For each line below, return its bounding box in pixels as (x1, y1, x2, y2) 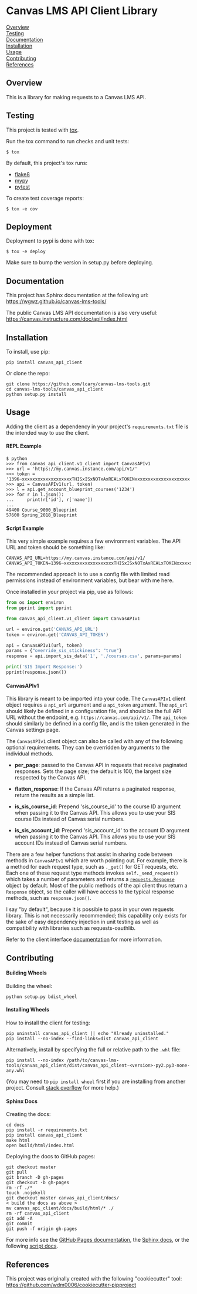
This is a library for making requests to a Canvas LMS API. (6, 93, 147, 100)
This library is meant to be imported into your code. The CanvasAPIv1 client (6, 695, 186, 703)
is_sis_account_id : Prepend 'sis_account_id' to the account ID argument (14, 827, 190, 834)
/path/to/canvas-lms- (66, 1057, 119, 1063)
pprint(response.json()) (6, 670, 67, 675)
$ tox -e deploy (6, 248, 46, 255)
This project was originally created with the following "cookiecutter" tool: (6, 1275, 182, 1282)
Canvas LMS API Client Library (6, 4, 158, 18)
